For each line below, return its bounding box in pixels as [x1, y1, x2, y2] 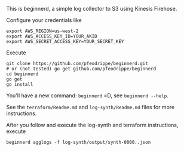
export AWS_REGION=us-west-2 [6, 28, 79, 34]
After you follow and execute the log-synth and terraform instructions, [6, 122, 179, 128]
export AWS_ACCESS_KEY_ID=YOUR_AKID [6, 33, 97, 39]
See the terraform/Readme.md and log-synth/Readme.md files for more [6, 104, 175, 110]
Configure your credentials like [6, 17, 82, 23]
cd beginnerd [6, 71, 39, 77]
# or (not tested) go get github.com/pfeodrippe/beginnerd [6, 66, 157, 72]
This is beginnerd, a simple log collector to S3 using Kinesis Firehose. [6, 5, 177, 12]
